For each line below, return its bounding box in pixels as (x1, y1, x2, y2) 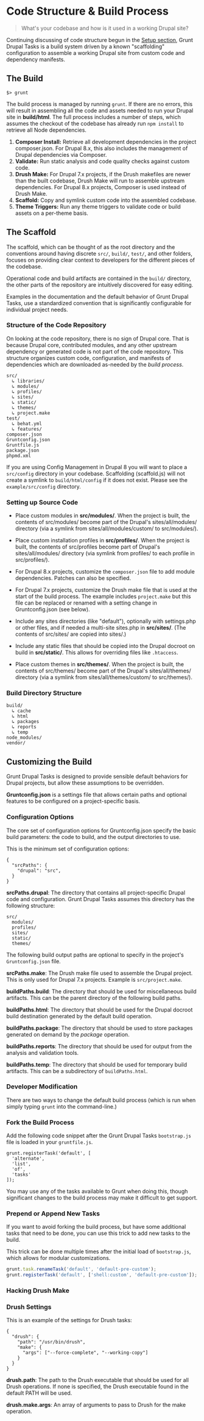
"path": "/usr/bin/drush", (17, 1339, 86, 1345)
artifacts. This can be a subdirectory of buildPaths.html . (6, 1067, 148, 1074)
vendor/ (6, 740, 26, 746)
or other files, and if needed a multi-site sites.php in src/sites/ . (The (15, 624, 186, 631)
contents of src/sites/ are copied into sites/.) (15, 630, 127, 638)
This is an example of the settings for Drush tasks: (6, 1317, 132, 1324)
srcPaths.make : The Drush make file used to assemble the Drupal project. (6, 969, 193, 977)
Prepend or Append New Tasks (6, 1209, 100, 1218)
